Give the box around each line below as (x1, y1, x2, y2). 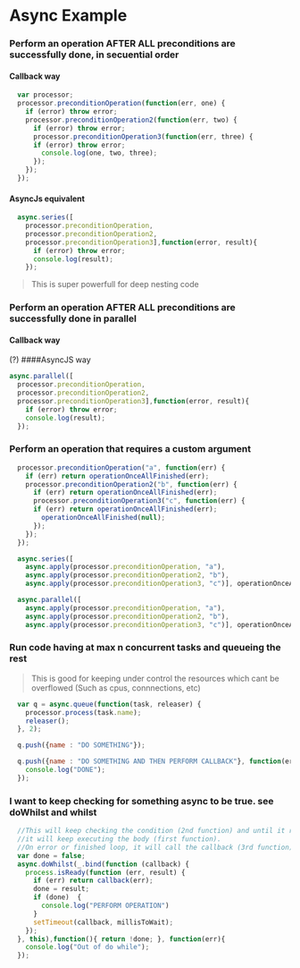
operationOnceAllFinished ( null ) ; (41, 514, 166, 522)
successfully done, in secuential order (9, 48, 179, 61)
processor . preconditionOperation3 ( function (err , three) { (32, 132, 254, 141)
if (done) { (32, 893, 82, 902)
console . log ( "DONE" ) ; (25, 766, 105, 775)
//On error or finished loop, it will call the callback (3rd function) (17, 843, 294, 852)
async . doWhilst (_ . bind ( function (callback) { (17, 860, 190, 869)
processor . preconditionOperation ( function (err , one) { (17, 99, 226, 108)
